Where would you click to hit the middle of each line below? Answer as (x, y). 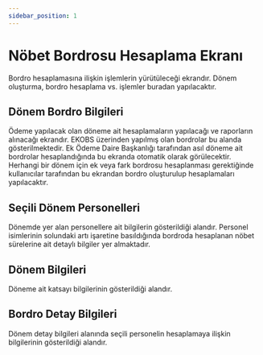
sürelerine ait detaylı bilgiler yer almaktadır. (80, 244)
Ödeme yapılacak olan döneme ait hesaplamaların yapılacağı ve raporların (131, 131)
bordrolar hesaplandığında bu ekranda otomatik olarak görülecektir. (120, 157)
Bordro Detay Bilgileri (63, 314)
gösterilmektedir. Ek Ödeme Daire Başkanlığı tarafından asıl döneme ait (126, 148)
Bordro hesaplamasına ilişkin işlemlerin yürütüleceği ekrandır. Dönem (123, 78)
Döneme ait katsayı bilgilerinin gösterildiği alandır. (90, 289)
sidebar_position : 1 (43, 16)
